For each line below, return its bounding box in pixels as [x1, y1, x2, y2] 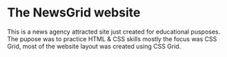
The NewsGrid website [7, 5, 141, 21]
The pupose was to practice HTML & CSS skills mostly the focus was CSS [7, 34, 217, 43]
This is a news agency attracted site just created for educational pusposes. [7, 27, 221, 36]
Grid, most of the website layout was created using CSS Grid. [7, 42, 181, 50]
